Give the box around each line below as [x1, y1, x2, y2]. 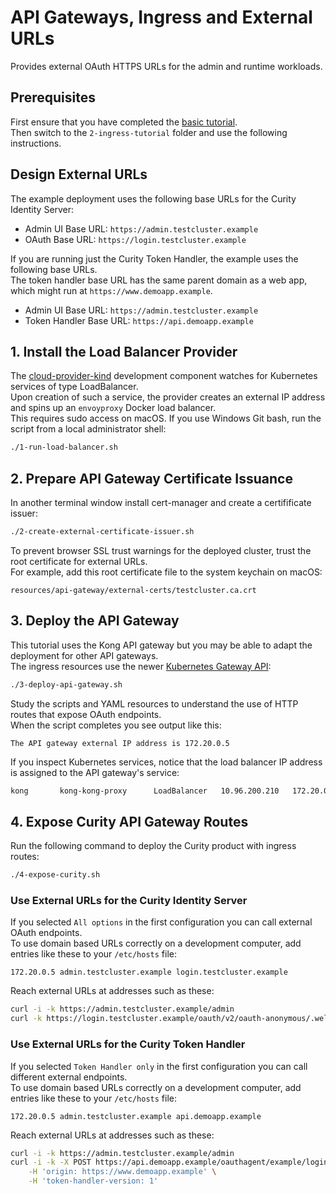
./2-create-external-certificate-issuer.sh [10, 527, 195, 537]
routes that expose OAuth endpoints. [10, 708, 162, 720]
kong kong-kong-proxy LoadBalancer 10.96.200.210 [10, 786, 280, 796]
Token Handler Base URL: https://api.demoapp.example [24, 314, 254, 326]
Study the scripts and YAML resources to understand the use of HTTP [10, 697, 299, 710]
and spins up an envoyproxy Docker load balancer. [10, 402, 217, 414]
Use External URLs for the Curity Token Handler [10, 1037, 246, 1051]
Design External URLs [10, 166, 148, 183]
